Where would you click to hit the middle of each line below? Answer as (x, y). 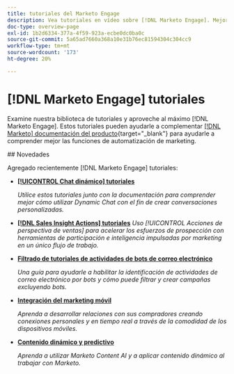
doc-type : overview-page (43, 26)
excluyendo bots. (42, 286)
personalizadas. (40, 209)
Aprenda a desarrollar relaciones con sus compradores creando (110, 314)
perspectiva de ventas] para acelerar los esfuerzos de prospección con (120, 230)
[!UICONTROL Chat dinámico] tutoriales (76, 181)
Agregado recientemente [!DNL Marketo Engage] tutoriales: (93, 168)
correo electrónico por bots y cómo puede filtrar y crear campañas (114, 279)
